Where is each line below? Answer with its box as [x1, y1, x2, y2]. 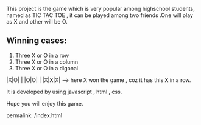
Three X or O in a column [15, 58, 79, 66]
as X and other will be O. [6, 18, 68, 25]
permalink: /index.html [6, 112, 63, 119]
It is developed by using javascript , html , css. [6, 88, 122, 95]
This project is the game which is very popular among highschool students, [6, 5, 195, 12]
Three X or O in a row [15, 52, 69, 59]
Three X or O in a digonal [15, 64, 79, 72]
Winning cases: [6, 36, 67, 46]
